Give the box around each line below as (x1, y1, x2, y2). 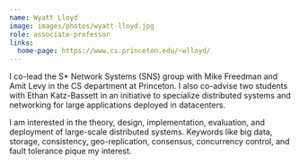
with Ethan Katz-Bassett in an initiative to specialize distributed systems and (9, 91, 292, 101)
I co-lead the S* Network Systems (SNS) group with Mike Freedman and (9, 71, 278, 82)
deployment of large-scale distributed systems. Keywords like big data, (9, 126, 273, 137)
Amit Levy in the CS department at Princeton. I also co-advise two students (9, 81, 288, 91)
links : (9, 38, 34, 48)
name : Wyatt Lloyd (9, 13, 78, 22)
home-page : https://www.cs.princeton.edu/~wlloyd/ (17, 47, 211, 56)
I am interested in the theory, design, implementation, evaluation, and (9, 117, 265, 128)
